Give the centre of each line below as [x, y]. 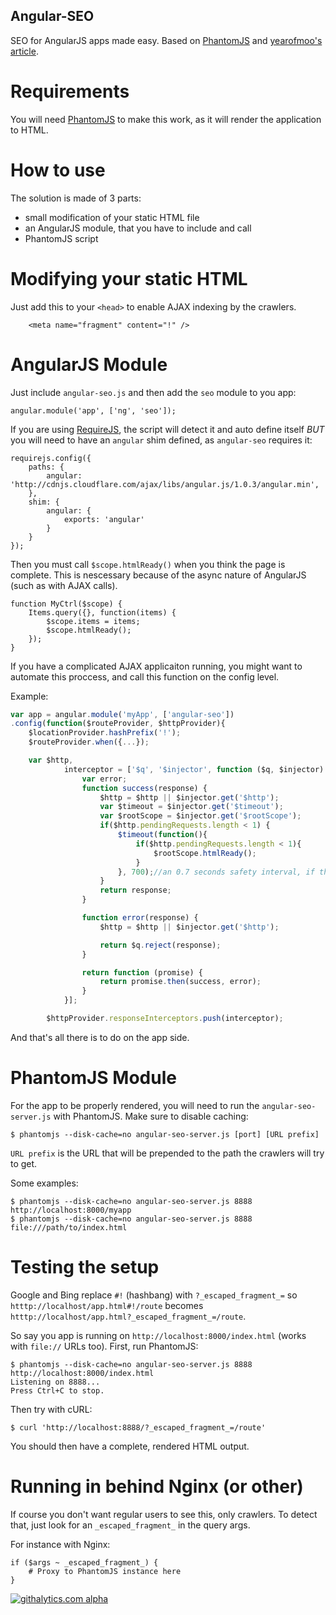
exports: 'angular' [104, 519]
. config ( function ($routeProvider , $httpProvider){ [118, 724]
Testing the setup [85, 1267]
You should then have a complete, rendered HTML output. [130, 1446]
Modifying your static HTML [129, 278]
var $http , [51, 760]
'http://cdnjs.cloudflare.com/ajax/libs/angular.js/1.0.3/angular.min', [165, 484]
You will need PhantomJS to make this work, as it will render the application [166, 119]
